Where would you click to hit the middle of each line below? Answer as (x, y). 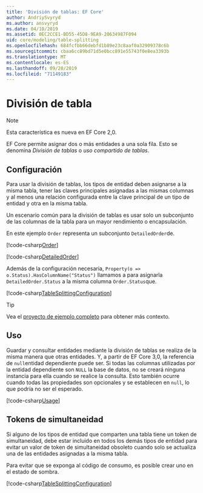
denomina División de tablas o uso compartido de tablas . (78, 151)
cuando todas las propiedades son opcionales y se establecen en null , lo (98, 382)
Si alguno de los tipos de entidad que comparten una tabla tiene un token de (101, 434)
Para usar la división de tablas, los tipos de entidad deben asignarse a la (96, 184)
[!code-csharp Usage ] (33, 400)
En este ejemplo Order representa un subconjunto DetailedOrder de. (90, 233)
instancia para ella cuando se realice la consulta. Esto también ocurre (93, 376)
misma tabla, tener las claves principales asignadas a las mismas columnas (100, 190)
